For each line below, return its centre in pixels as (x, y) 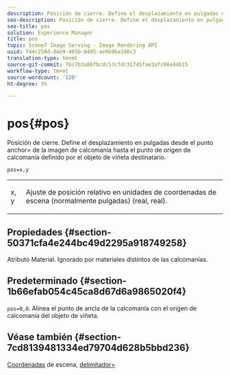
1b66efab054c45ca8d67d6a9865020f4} (97, 292)
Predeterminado (42, 281)
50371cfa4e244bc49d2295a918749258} (97, 243)
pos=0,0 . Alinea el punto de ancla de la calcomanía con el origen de (102, 308)
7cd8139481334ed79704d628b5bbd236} (99, 348)
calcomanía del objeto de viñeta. (53, 315)
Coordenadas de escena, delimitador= (61, 364)
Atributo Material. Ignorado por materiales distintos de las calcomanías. (107, 259)
